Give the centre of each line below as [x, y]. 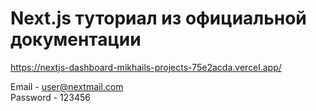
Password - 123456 [51, 97]
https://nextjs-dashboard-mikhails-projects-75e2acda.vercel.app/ [146, 67]
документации [76, 39]
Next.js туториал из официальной [158, 18]
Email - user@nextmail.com [67, 86]
